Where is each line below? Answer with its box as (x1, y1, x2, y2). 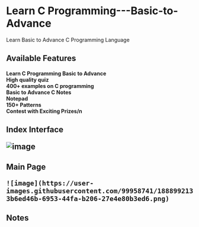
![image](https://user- (6, 179, 94, 187)
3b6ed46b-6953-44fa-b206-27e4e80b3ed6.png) (6, 194, 170, 203)
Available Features (6, 53, 76, 63)
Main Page (6, 161, 46, 172)
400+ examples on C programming (6, 82, 94, 89)
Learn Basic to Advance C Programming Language (6, 36, 130, 43)
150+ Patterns (6, 101, 41, 108)
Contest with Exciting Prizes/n (6, 108, 83, 115)
